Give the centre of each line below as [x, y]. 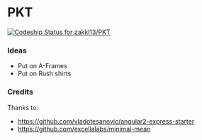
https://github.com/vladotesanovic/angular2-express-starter [106, 121]
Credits [20, 92]
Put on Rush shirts [44, 74]
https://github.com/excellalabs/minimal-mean [84, 129]
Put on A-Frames [42, 66]
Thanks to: [23, 107]
